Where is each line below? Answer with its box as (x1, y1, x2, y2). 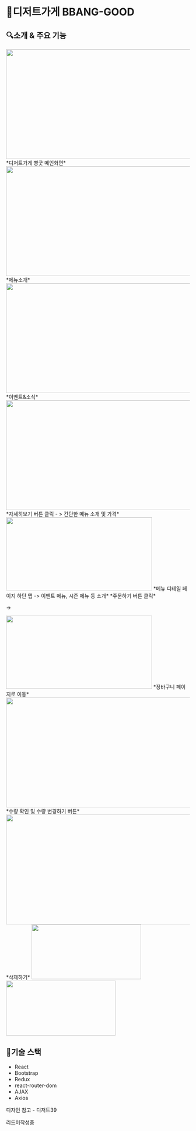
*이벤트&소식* (6, 393, 38, 400)
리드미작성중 (6, 1119, 35, 1126)
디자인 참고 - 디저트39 (6, 1106, 57, 1113)
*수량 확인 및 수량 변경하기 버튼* (6, 808, 80, 814)
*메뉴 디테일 (153, 585, 181, 592)
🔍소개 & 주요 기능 (6, 30, 67, 40)
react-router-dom (14, 1082, 57, 1089)
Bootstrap (14, 1069, 38, 1077)
